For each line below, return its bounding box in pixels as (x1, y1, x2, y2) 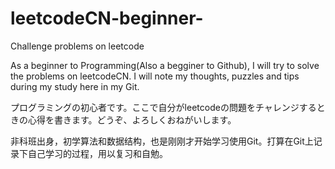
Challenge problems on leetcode (10, 40, 145, 52)
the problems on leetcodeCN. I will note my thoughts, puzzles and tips (10, 70, 300, 82)
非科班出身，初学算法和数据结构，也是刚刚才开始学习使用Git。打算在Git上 (10, 135, 314, 147)
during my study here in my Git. (10, 80, 140, 92)
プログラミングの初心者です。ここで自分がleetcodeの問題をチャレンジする (10, 101, 317, 113)
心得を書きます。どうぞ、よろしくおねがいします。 (27, 113, 237, 126)
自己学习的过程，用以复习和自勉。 (27, 147, 168, 159)
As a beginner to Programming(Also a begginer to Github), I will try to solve (10, 59, 320, 71)
